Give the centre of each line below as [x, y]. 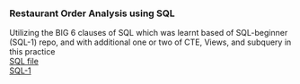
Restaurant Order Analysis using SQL [92, 13]
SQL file [24, 62]
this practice [32, 52]
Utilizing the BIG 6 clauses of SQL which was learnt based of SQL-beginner [149, 33]
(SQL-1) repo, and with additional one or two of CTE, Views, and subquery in [150, 42]
